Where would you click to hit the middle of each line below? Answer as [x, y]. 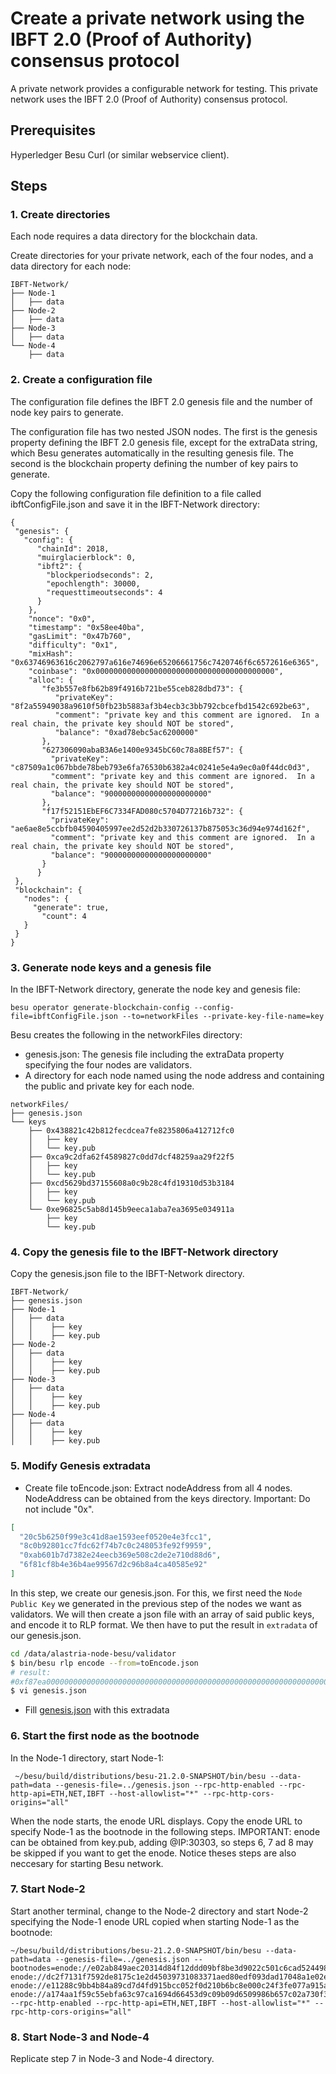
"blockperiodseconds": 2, [100, 575]
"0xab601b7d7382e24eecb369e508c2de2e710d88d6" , [120, 1555]
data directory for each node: [71, 266]
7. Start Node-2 [48, 1889]
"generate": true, [71, 907]
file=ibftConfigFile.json [64, 1017]
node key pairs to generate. [67, 412]
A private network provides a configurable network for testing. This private [164, 88]
